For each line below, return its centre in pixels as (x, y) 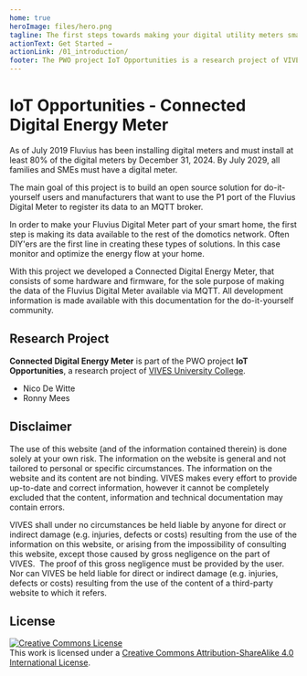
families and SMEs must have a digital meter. (94, 169)
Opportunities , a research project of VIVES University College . (128, 370)
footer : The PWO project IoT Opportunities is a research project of (145, 60)
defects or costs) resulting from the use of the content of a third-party (142, 583)
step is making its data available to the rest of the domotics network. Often (149, 234)
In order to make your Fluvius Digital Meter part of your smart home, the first (153, 224)
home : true (30, 18)
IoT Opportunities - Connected (128, 106)
